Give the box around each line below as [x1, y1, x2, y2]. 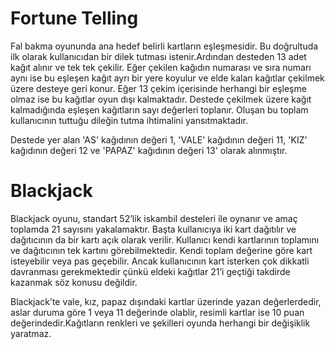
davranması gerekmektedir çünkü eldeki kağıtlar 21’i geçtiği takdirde [10, 265, 291, 277]
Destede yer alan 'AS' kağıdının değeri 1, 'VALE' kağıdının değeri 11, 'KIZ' [10, 133, 308, 146]
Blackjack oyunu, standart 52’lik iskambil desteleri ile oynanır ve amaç [10, 212, 298, 224]
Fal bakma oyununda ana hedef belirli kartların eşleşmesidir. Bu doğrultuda [10, 40, 319, 52]
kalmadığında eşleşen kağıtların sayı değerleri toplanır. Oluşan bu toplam [10, 103, 309, 116]
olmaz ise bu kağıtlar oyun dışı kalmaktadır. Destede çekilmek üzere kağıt [10, 93, 312, 105]
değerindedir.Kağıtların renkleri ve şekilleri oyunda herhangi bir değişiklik [10, 317, 311, 329]
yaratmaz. [10, 327, 52, 339]
